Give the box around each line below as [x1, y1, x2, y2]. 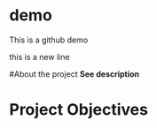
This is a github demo [9, 34, 89, 45]
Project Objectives [9, 100, 149, 120]
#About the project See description [9, 68, 140, 79]
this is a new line [9, 51, 70, 62]
